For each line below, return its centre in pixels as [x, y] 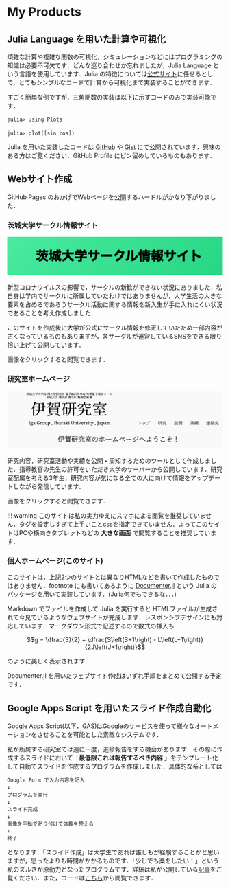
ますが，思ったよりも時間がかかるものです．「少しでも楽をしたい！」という [113, 861]
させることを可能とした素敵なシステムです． [100, 735]
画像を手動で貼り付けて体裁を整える [50, 824]
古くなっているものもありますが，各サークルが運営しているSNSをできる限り [115, 337]
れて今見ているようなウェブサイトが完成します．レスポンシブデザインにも [112, 617]
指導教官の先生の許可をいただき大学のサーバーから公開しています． [115, 469]
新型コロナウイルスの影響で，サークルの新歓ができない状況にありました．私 [115, 287]
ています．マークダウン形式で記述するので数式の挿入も [97, 626]
